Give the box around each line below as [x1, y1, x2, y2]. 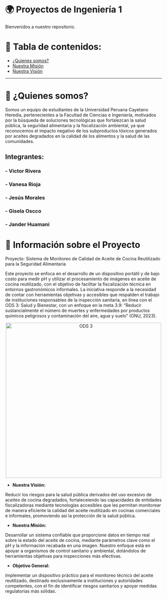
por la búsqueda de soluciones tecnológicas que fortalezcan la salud [5, 117, 146, 123]
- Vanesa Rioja [5, 181, 41, 188]
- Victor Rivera [5, 167, 41, 174]
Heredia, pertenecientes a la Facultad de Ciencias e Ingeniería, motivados [5, 112, 157, 118]
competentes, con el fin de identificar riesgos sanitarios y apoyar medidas [5, 583, 157, 589]
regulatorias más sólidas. [5, 588, 57, 594]
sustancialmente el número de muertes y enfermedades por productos [5, 307, 150, 313]
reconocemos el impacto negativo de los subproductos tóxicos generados [5, 128, 158, 134]
